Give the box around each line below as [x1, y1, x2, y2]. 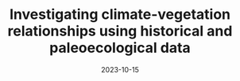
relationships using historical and [7, 22, 233, 40]
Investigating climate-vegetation [9, 6, 231, 24]
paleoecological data [49, 39, 191, 57]
